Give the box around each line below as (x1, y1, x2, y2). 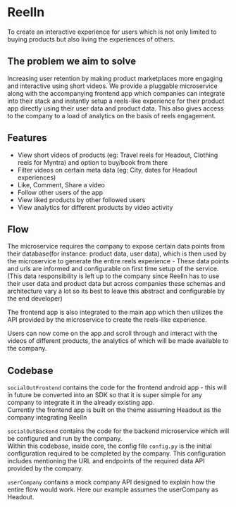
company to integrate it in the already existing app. (7, 399, 155, 407)
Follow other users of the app (17, 188, 104, 196)
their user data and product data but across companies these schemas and (7, 280, 225, 288)
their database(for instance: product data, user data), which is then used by (7, 249, 227, 258)
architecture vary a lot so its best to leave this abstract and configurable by (7, 287, 225, 296)
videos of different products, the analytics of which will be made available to (7, 337, 229, 345)
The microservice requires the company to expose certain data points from (7, 242, 225, 251)
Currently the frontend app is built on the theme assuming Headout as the (7, 406, 222, 414)
